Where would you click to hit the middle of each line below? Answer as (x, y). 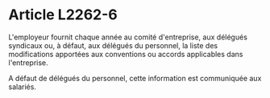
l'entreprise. (28, 63)
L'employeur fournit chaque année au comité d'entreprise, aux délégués (128, 37)
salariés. (22, 87)
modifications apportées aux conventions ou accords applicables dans (126, 54)
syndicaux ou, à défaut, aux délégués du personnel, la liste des (113, 45)
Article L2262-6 (63, 15)
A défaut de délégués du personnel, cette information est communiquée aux (135, 78)
